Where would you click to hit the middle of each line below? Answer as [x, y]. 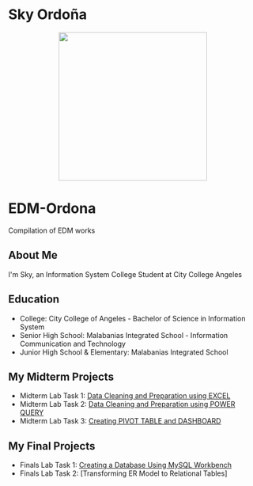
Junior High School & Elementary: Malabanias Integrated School [124, 352]
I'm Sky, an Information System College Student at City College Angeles [125, 274]
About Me [33, 255]
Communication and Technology [73, 344]
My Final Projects [52, 446]
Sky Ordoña [48, 15]
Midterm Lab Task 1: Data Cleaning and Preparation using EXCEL [125, 396]
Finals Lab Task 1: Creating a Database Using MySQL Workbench [125, 465]
